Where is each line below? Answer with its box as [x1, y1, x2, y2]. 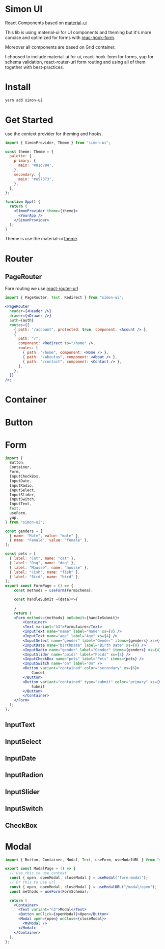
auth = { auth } [9, 318, 34, 323]
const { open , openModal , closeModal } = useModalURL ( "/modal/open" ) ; [9, 884, 157, 889]
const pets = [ [5, 551, 36, 556]
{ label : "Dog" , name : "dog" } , [9, 560, 76, 565]
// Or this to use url [9, 880, 56, 885]
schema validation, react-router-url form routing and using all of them [5, 59, 146, 65]
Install [5, 81, 31, 93]
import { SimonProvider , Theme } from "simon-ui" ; [5, 140, 111, 145]
